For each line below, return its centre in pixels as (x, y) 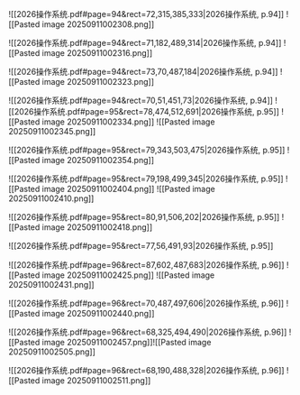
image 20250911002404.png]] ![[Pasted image (128, 189)
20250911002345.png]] (52, 131)
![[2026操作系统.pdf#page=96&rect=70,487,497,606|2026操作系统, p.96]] (146, 303)
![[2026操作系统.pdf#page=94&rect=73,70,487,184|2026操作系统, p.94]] (143, 72)
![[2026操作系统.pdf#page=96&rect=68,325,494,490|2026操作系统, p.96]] (148, 332)
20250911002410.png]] (51, 198)
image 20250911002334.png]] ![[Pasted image (128, 122)
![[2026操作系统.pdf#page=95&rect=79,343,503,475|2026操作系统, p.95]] (147, 150)
